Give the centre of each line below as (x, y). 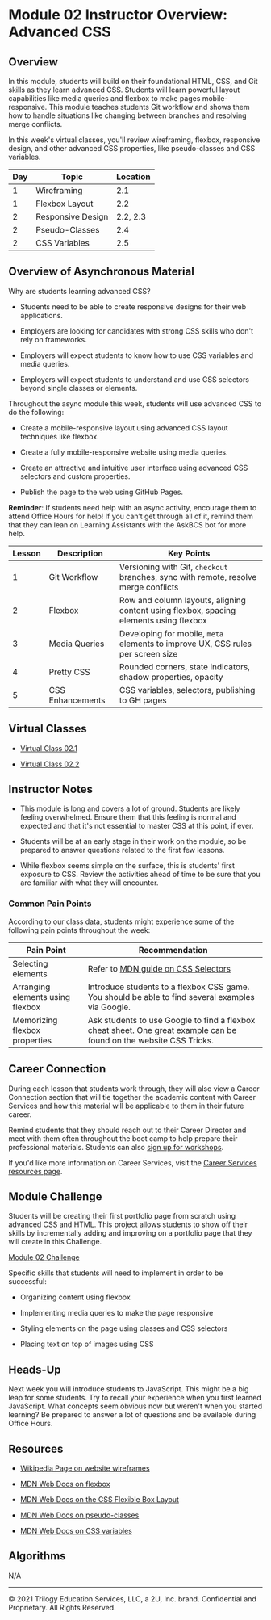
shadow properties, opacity (171, 677)
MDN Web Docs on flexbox (65, 1484)
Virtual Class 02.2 (50, 764)
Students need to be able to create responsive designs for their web (133, 306)
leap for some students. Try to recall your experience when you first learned (135, 1398)
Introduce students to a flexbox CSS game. (169, 987)
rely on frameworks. (53, 339)
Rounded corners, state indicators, (185, 666)
